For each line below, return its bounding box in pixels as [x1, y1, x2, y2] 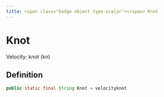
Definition [6, 70, 43, 79]
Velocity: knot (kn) [6, 53, 51, 60]
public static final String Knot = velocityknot [6, 85, 127, 91]
